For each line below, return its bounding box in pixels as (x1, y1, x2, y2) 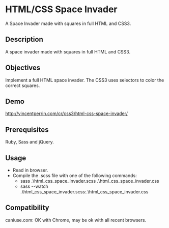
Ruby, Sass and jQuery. (5, 139, 54, 145)
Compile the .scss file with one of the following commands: (12, 173, 137, 179)
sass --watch (20, 183, 48, 189)
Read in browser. (12, 167, 48, 173)
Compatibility (5, 204, 49, 212)
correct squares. (5, 82, 40, 89)
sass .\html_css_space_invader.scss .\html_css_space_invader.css (20, 178, 159, 184)
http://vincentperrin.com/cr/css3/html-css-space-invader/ (5, 110, 128, 117)
